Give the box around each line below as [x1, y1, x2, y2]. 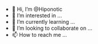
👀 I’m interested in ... [11, 12, 62, 19]
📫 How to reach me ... [11, 32, 67, 38]
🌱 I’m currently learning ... [11, 18, 75, 25]
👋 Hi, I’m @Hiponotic [11, 6, 62, 12]
